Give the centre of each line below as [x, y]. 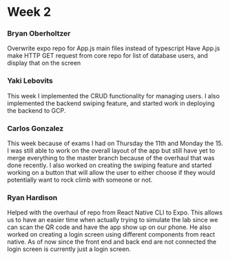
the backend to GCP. [36, 110]
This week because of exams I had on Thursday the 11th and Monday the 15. [115, 143]
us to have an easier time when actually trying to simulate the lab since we [113, 220]
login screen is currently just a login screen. [69, 249]
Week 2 [29, 12]
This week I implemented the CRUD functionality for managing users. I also [114, 96]
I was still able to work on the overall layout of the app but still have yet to [111, 151]
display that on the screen [44, 63]
